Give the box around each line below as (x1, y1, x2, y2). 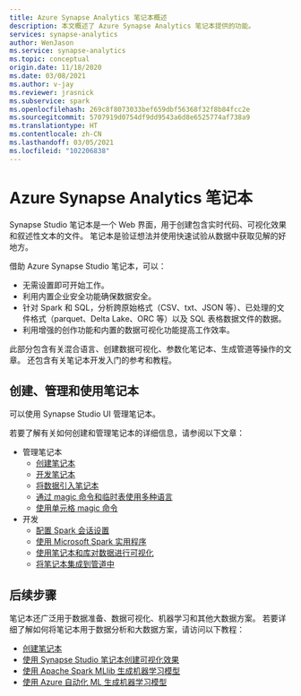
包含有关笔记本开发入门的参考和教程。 (34, 355, 176, 365)
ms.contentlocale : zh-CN (9, 130, 102, 139)
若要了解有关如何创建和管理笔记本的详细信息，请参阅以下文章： (9, 427, 245, 439)
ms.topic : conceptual (9, 55, 90, 64)
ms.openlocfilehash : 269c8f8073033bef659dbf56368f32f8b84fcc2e (9, 105, 251, 114)
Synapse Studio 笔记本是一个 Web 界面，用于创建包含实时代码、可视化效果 (9, 219, 287, 229)
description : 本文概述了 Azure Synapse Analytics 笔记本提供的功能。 (9, 21, 255, 30)
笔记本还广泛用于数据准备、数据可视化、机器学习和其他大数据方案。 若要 (9, 613, 279, 623)
